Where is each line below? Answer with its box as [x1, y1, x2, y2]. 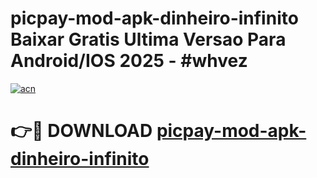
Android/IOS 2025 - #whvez [10, 50, 248, 72]
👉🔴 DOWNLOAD [10, 120, 153, 142]
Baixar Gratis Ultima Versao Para [10, 28, 287, 51]
